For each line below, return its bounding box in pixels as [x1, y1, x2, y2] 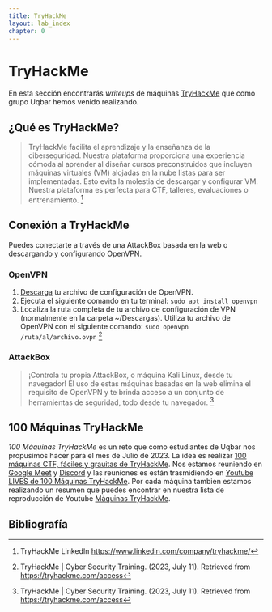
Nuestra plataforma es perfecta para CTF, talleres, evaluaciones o [28, 185, 249, 195]
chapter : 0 [8, 27, 45, 35]
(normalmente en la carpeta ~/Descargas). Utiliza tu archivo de [19, 312, 231, 322]
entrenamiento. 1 [28, 193, 83, 205]
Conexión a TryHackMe [8, 219, 130, 232]
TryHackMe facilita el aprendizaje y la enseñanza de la [28, 142, 210, 152]
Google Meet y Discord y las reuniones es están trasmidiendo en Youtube [8, 468, 254, 478]
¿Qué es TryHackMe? [8, 121, 120, 134]
